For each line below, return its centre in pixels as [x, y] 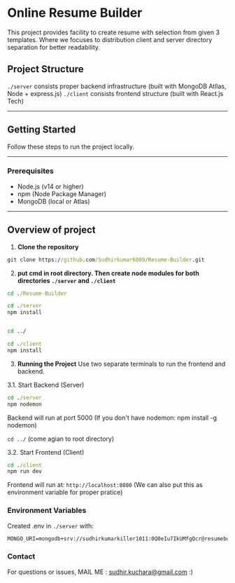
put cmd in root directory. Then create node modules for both [108, 273]
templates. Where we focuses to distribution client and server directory [110, 39]
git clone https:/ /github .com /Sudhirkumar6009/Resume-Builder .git [106, 260]
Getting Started [42, 130]
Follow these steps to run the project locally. [71, 146]
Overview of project [51, 230]
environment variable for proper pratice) [65, 493]
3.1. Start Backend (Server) [46, 385]
